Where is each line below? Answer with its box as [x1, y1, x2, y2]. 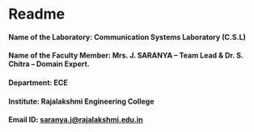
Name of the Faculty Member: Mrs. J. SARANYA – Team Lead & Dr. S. [8, 50, 244, 61]
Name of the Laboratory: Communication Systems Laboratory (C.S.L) [8, 32, 247, 41]
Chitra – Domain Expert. [8, 59, 91, 69]
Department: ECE [8, 78, 68, 87]
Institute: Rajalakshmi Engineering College [8, 96, 155, 106]
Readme [8, 5, 66, 23]
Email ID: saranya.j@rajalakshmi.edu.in [8, 115, 144, 125]
